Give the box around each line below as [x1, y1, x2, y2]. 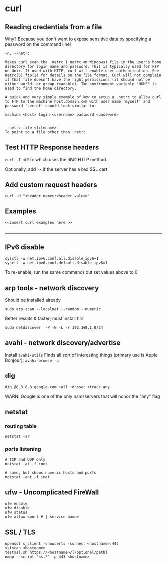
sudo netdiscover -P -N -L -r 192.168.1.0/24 [5, 325, 103, 330]
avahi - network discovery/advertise [5, 339, 121, 347]
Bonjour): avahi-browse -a [5, 357, 59, 363]
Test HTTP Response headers [5, 143, 99, 152]
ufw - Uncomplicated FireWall [5, 488, 99, 497]
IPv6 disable [5, 243, 45, 251]
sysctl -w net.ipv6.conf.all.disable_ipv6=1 [5, 256, 99, 261]
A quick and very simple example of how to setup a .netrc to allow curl [5, 95, 162, 100]
